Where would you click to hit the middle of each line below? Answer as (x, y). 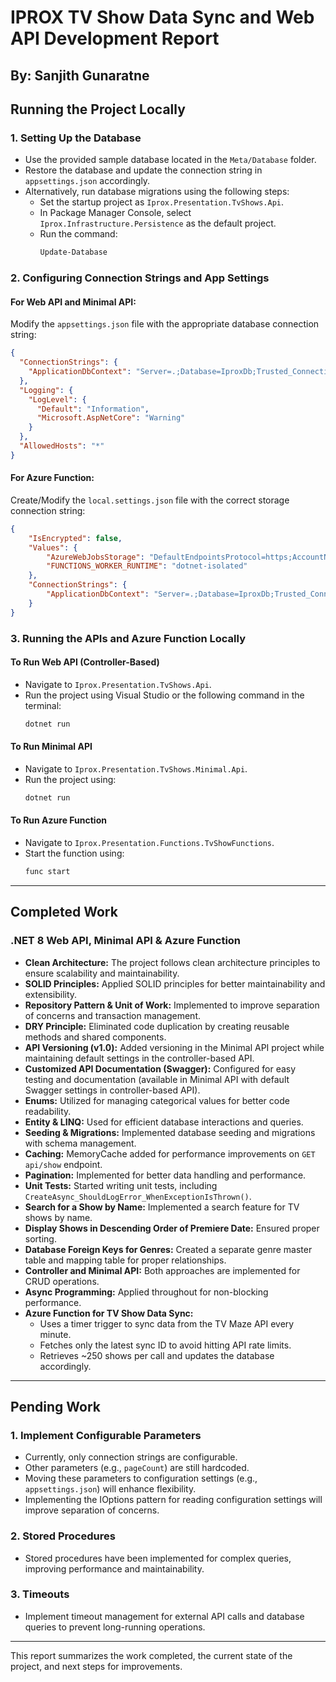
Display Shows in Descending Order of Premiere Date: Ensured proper (172, 1228)
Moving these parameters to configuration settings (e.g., (141, 1478)
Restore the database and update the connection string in (143, 170)
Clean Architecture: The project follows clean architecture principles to (172, 962)
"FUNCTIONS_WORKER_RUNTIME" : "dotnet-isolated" (147, 566)
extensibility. (51, 994)
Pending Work (55, 1406)
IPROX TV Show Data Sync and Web (162, 17)
